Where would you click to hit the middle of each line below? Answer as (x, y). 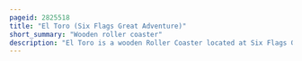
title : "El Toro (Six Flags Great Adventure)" (98, 26)
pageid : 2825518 (40, 17)
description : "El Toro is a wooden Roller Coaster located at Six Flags (148, 43)
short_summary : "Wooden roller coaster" (86, 34)
